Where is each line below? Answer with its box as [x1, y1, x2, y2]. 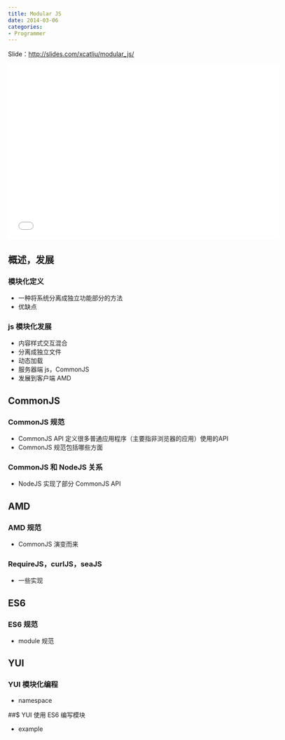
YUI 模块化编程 [8, 680, 59, 690]
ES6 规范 [8, 619, 38, 629]
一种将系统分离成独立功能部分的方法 [18, 294, 123, 302]
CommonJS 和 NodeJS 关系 [8, 462, 104, 472]
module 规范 [18, 636, 55, 645]
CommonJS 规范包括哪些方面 [18, 443, 104, 451]
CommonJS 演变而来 [18, 540, 79, 548]
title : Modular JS [8, 10, 62, 18]
